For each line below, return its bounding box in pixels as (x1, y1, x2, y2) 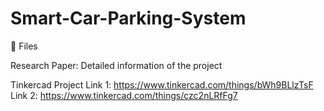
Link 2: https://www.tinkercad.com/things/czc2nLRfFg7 (10, 89, 238, 101)
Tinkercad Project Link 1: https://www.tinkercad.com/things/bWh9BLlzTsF (10, 78, 314, 91)
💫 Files (10, 40, 38, 52)
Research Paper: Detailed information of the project (10, 59, 223, 71)
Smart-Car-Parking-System (10, 7, 247, 30)
